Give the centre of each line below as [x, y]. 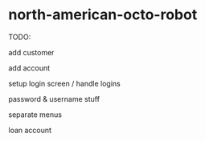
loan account [30, 130]
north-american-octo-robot [103, 15]
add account [29, 68]
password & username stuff [54, 99]
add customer [31, 52]
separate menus [35, 115]
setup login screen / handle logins [64, 83]
